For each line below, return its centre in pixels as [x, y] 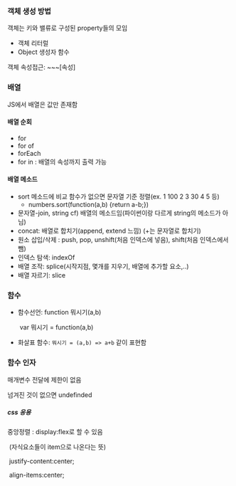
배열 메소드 [22, 179]
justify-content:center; [42, 461]
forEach [29, 153]
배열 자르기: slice [42, 275]
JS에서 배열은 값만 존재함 [43, 104]
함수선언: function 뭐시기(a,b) [59, 312]
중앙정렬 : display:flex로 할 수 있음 [55, 431]
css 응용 [19, 412]
